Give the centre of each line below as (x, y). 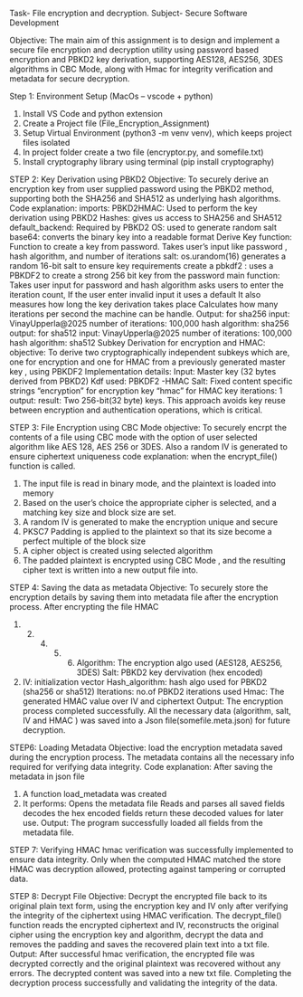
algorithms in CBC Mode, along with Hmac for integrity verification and (142, 69)
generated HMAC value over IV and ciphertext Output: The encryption (153, 701)
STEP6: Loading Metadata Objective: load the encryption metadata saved (146, 747)
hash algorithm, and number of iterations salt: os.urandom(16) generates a (148, 256)
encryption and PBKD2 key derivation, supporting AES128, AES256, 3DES (146, 59)
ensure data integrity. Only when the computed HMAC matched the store (146, 859)
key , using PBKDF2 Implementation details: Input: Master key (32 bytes (143, 371)
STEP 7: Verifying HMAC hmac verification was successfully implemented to (151, 850)
